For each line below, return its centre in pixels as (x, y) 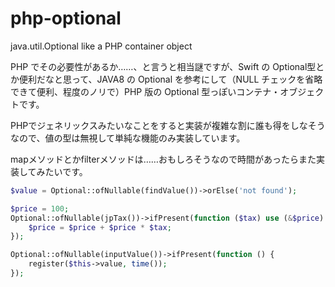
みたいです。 (62, 171)
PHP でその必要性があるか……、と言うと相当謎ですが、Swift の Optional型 (163, 66)
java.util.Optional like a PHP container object (101, 46)
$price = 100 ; (40, 208)
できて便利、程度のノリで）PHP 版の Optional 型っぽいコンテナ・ (145, 91)
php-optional (66, 18)
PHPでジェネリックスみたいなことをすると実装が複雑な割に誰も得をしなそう (168, 125)
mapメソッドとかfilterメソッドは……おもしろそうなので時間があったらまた (163, 159)
